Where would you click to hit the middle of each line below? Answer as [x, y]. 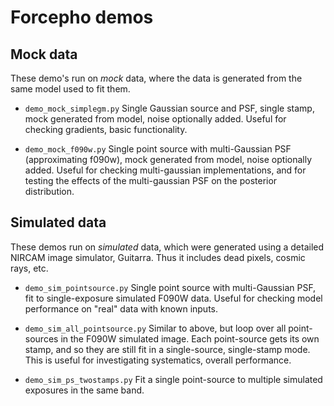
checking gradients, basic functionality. [106, 129]
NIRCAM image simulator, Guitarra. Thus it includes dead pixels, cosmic [158, 257]
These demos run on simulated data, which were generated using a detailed [167, 247]
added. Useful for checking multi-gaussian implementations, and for [165, 170]
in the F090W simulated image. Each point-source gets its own [190, 338]
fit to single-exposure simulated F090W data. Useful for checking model [173, 298]
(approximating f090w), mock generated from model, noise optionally [168, 159]
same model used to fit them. [70, 89]
